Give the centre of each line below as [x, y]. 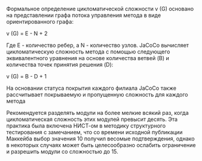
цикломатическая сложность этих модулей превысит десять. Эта [92, 119]
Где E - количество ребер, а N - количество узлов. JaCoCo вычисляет [98, 45]
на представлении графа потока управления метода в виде [84, 15]
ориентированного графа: [40, 22]
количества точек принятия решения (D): [60, 64]
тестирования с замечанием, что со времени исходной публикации [95, 132]
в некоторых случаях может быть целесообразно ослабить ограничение [101, 145]
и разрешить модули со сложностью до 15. [62, 152]
